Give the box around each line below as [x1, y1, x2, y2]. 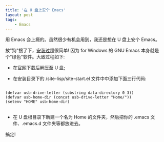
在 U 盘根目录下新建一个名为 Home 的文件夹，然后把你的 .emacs [12, 114, 150, 120]
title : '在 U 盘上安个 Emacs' [5, 7, 66, 13]
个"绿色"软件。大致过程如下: [5, 54, 65, 60]
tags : [5, 17, 17, 22]
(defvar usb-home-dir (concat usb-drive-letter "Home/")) [5, 95, 132, 100]
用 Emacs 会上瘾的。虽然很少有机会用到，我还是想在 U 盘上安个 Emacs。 [5, 36, 160, 43]
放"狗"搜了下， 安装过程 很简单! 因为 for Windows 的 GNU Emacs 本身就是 [5, 47, 159, 54]
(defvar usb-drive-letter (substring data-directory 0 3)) [5, 90, 134, 95]
